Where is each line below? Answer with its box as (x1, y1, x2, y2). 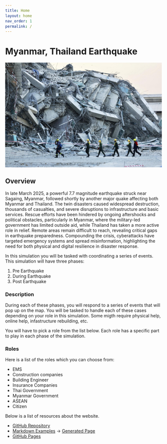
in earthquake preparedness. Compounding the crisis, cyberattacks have (5, 232, 155, 239)
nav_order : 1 (5, 18, 32, 23)
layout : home (5, 13, 32, 18)
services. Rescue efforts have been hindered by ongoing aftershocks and (5, 211, 156, 217)
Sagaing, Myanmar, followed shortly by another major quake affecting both (5, 195, 159, 201)
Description (5, 291, 34, 297)
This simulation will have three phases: (5, 258, 84, 264)
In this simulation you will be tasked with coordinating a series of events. (5, 253, 154, 259)
